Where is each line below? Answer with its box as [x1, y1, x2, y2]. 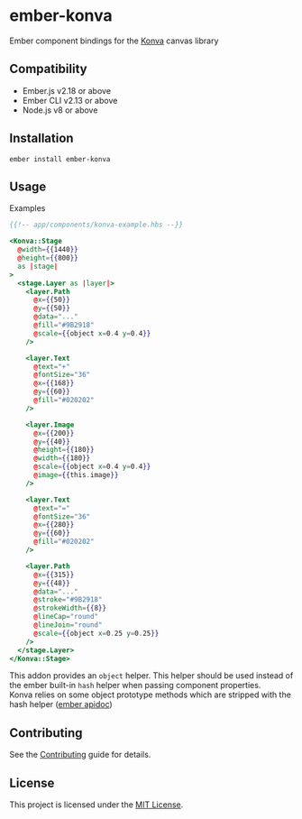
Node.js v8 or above [22, 105, 98, 115]
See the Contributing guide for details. [9, 750, 151, 760]
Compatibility [9, 61, 87, 77]
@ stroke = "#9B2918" [32, 595, 103, 604]
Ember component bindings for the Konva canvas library [9, 35, 219, 46]
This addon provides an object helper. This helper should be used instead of [9, 670, 294, 681]
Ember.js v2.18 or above [22, 85, 111, 96]
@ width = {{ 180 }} [32, 454, 91, 463]
